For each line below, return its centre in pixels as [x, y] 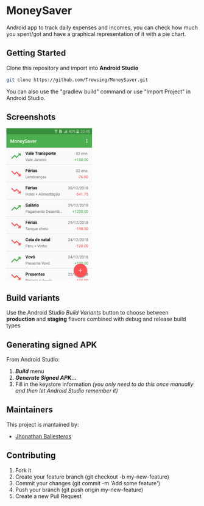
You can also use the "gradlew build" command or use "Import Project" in [98, 91]
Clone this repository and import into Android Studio [72, 68]
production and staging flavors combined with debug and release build [96, 319]
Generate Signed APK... [46, 378]
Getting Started [36, 53]
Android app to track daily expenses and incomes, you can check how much [102, 27]
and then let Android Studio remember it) [66, 391]
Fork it [23, 470]
